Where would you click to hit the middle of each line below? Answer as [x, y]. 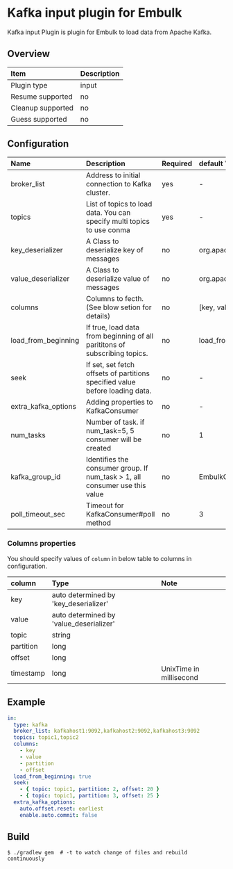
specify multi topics [118, 221]
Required [177, 163]
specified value [111, 382]
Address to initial [113, 175]
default [211, 163]
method [98, 523]
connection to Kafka [119, 184]
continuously [26, 859]
